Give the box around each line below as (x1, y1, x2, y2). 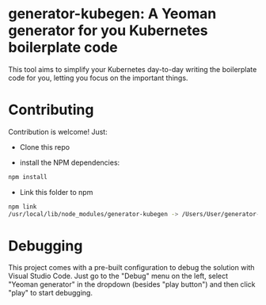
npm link (8, 203, 37, 211)
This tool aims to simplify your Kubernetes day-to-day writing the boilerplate (8, 64, 257, 74)
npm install (8, 173, 47, 181)
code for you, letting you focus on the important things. (8, 73, 188, 82)
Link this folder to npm (19, 187, 93, 196)
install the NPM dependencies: (19, 158, 120, 167)
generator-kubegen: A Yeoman (8, 5, 217, 23)
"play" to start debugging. (8, 288, 93, 298)
